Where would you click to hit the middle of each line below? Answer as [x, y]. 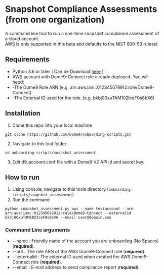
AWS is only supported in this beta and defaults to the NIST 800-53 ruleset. [82, 44]
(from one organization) [55, 20]
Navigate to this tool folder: [40, 143]
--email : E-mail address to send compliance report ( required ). [76, 267]
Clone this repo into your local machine [52, 125]
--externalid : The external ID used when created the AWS [71, 257]
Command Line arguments [38, 230]
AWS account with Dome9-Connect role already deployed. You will [80, 77]
